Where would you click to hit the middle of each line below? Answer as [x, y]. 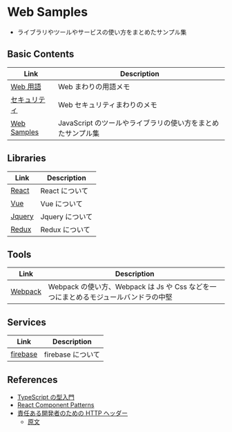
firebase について [72, 355]
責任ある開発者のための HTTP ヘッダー [72, 413]
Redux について [66, 229]
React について [64, 191]
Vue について [61, 203]
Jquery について [67, 216]
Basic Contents [41, 54]
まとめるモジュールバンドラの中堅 [117, 297]
